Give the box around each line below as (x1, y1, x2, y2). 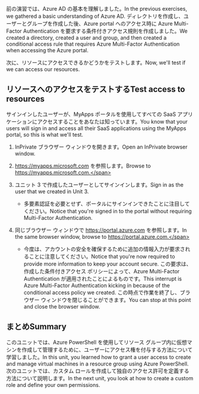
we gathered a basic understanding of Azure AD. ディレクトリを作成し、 (6, 12, 184, 20)
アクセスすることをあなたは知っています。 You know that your (37, 118, 188, 125)
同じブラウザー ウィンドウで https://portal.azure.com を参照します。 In (14, 226, 187, 234)
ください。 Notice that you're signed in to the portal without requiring (23, 207, 192, 215)
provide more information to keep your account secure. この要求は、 (23, 260, 192, 267)
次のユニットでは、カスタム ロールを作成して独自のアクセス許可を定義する (6, 367, 189, 374)
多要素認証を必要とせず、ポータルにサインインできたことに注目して (23, 200, 190, 207)
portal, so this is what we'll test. (6, 131, 84, 138)
